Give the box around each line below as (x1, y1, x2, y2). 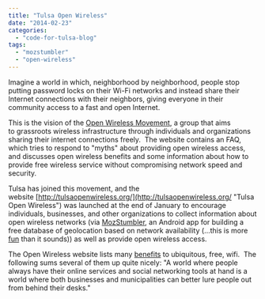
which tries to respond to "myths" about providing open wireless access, (8, 143, 246, 153)
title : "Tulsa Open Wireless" (8, 11, 108, 20)
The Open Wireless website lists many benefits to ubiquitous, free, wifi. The (8, 249, 257, 259)
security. (8, 168, 37, 178)
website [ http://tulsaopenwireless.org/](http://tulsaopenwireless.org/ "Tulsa (8, 191, 255, 202)
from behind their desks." (8, 282, 91, 293)
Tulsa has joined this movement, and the (8, 184, 140, 193)
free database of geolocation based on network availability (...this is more (8, 225, 248, 235)
